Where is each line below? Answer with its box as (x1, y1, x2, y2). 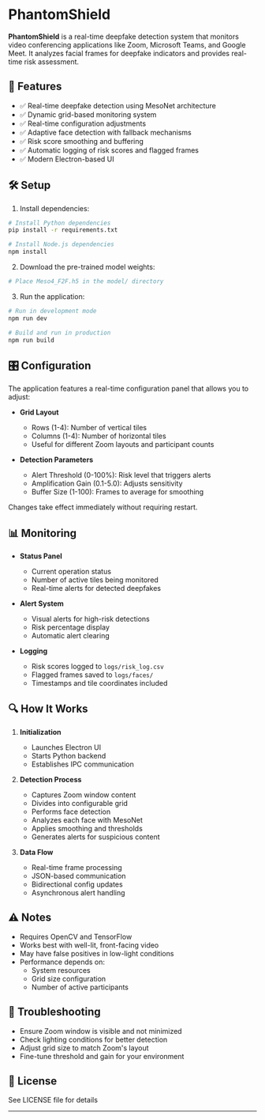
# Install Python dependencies (8, 219, 111, 227)
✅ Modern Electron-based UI (19, 154, 114, 164)
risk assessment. (24, 57, 80, 66)
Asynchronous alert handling (31, 887, 125, 897)
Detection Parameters (19, 455, 93, 464)
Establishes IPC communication (31, 759, 134, 769)
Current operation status (31, 567, 112, 577)
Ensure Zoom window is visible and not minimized (19, 1026, 183, 1035)
